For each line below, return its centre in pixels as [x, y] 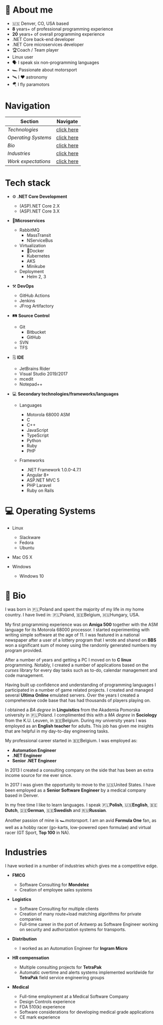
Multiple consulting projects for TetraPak [61, 967]
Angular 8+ [38, 475]
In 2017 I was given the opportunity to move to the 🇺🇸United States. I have [80, 785]
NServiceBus [40, 240]
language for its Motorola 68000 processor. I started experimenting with [77, 629]
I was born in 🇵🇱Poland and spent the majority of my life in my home [75, 609]
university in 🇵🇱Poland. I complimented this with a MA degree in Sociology [81, 715]
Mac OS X [22, 557]
